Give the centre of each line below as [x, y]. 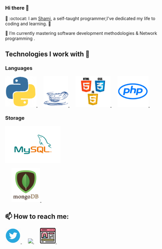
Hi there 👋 [17, 8]
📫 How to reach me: [37, 216]
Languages [19, 68]
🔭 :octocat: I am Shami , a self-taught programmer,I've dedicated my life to [80, 19]
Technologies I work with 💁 [47, 54]
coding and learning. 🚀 [28, 24]
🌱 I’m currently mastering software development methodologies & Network [81, 33]
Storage [15, 118]
